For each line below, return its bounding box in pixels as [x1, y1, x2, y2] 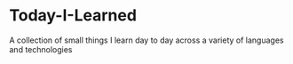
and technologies [9, 44, 73, 54]
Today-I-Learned [9, 5, 138, 26]
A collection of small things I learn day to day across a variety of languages [9, 35, 284, 45]
